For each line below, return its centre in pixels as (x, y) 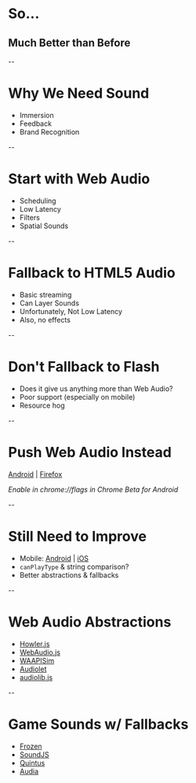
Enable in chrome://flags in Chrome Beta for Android (93, 489)
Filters (30, 217)
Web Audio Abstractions (90, 622)
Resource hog (42, 405)
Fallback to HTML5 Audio (92, 273)
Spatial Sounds (44, 226)
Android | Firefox (35, 474)
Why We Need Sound (79, 93)
